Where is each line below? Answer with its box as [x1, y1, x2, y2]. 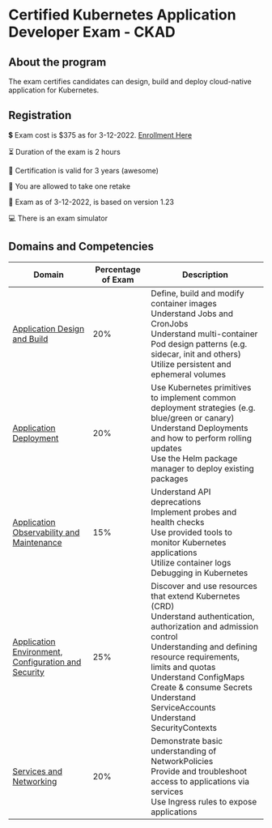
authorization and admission [151, 621, 259, 632]
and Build [12, 333, 49, 344]
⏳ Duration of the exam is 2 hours [8, 147, 121, 156]
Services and [12, 766, 63, 777]
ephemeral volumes [151, 369, 227, 380]
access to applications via [151, 775, 249, 787]
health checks [151, 516, 205, 527]
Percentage [95, 263, 141, 275]
